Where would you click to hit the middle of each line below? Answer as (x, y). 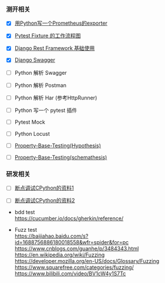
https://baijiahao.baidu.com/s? (51, 236)
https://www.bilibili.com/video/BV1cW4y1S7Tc (70, 274)
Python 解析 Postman (40, 85)
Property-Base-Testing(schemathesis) (61, 157)
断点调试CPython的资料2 (45, 201)
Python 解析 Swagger (41, 72)
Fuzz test (26, 230)
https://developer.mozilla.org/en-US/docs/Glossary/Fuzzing (87, 261)
